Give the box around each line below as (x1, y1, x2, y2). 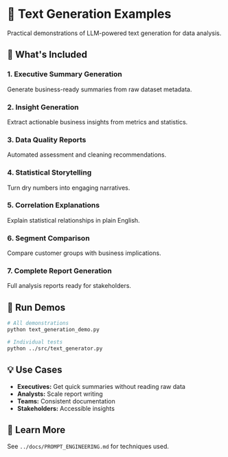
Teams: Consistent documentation (16, 397, 115, 405)
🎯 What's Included (7, 49, 88, 60)
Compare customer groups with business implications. (7, 249, 161, 257)
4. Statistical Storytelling (7, 168, 92, 177)
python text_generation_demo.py (7, 326, 100, 333)
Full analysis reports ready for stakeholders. (7, 282, 132, 290)
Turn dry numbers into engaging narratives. (7, 183, 130, 192)
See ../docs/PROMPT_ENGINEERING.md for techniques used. (7, 443, 170, 451)
